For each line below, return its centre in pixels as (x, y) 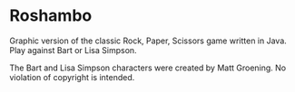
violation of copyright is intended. (72, 77)
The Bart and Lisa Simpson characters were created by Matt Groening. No (148, 68)
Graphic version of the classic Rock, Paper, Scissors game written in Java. (148, 41)
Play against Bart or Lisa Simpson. (74, 50)
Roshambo (51, 16)
